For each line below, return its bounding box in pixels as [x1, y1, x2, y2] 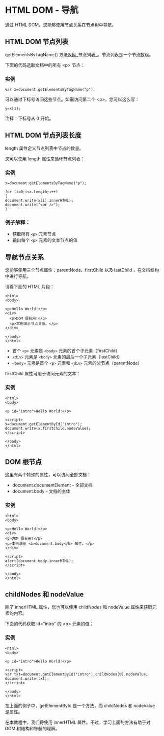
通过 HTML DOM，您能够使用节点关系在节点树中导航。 [5, 22, 116, 28]
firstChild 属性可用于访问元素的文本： [5, 371, 81, 377]
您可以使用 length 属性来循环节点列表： [5, 156, 85, 162]
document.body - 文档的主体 [12, 489, 71, 494]
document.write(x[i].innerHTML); [5, 198, 74, 203]
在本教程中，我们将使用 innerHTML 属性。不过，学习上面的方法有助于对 [5, 719, 151, 725]
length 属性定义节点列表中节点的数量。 [5, 145, 84, 151]
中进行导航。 [5, 273, 31, 279]
